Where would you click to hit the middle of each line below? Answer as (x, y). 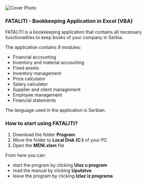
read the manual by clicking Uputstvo (52, 170)
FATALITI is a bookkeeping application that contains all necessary (73, 32)
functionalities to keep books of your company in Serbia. (64, 38)
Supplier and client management (47, 89)
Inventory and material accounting (48, 63)
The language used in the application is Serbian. (56, 110)
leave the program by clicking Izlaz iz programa (63, 176)
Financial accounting (34, 57)
